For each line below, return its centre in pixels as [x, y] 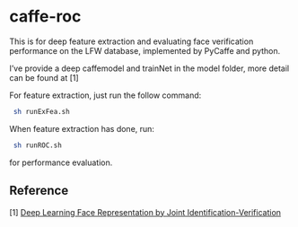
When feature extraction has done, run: [82, 128]
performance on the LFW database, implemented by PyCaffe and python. [145, 50]
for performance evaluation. [61, 162]
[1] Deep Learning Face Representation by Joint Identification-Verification [145, 212]
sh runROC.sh [38, 145]
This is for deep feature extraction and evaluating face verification [131, 41]
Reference [39, 191]
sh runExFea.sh [41, 111]
